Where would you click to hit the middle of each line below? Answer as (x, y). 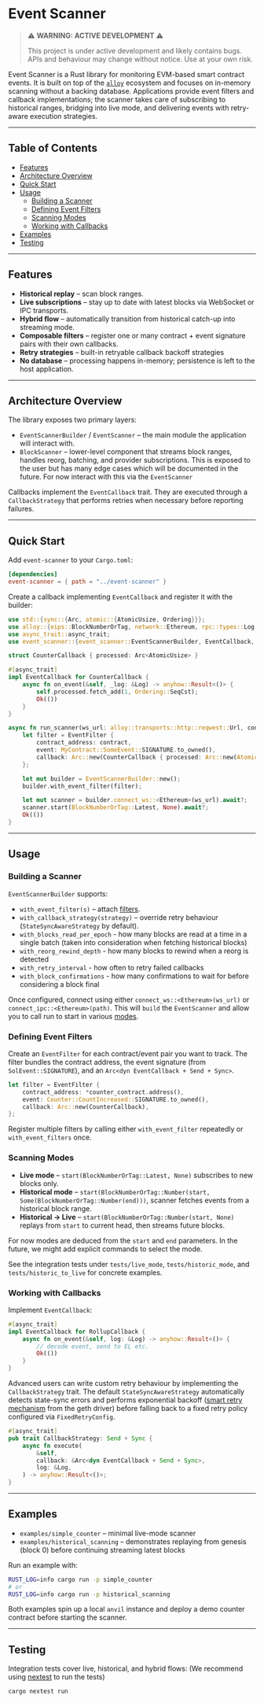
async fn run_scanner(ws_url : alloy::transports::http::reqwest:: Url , (126, 728)
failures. (21, 509)
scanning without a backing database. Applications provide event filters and (131, 91)
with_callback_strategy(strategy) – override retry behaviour (119, 917)
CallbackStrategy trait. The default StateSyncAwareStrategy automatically (126, 1392)
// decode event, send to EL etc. (93, 1347)
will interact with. (47, 443)
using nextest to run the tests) (57, 1677)
